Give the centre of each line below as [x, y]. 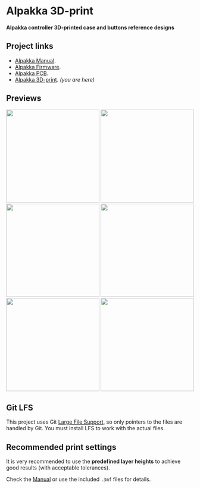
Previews [24, 99]
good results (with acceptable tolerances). [58, 468]
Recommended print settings [61, 447]
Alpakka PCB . [32, 73]
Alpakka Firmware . [38, 67]
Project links [30, 46]
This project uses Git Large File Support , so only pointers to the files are [94, 422]
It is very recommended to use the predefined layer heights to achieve [93, 461]
